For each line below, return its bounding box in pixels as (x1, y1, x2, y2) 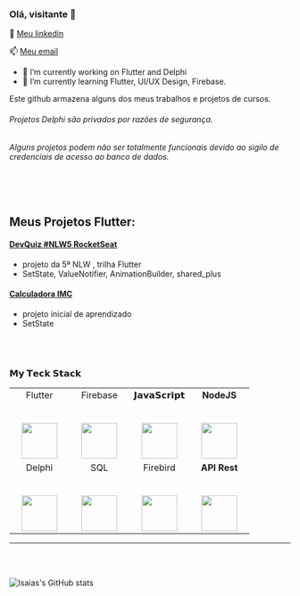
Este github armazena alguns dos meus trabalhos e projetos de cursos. (9, 94, 271, 104)
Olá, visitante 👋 (9, 8, 77, 21)
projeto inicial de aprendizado (21, 308, 132, 319)
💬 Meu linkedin (9, 29, 64, 39)
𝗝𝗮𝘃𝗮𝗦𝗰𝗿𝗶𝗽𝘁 (133, 389, 186, 401)
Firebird (142, 461, 176, 474)
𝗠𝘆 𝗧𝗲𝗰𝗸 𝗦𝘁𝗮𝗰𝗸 (9, 367, 82, 379)
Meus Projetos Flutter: (9, 214, 136, 229)
